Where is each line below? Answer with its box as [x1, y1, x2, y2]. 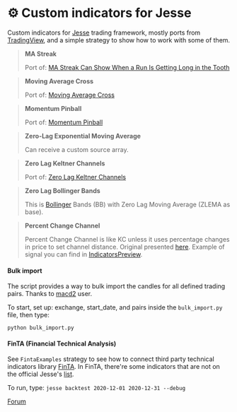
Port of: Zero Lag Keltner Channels [24, 172, 126, 181]
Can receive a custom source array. [24, 145, 129, 153]
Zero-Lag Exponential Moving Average [24, 131, 141, 140]
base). [24, 207, 44, 216]
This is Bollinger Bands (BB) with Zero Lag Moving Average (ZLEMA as [24, 200, 231, 208]
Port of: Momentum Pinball [24, 118, 103, 126]
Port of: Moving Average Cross [24, 90, 115, 99]
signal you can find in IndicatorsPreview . [24, 249, 143, 259]
